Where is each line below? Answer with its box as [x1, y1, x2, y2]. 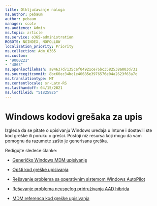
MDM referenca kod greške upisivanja [12, 196, 90, 202]
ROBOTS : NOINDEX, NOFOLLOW [5, 40, 61, 44]
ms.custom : [5, 53, 28, 58]
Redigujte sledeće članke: [5, 148, 58, 154]
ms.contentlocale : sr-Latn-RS [5, 81, 67, 85]
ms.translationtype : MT [5, 76, 54, 81]
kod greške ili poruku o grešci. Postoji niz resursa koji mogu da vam [5, 133, 142, 139]
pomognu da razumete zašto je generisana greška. [5, 138, 108, 144]
